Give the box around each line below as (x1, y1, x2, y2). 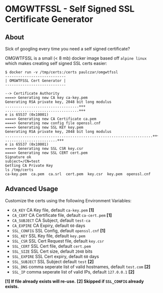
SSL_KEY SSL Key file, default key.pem (12, 233, 86, 239)
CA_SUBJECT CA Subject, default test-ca (12, 217, 91, 223)
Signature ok (5, 155, 32, 160)
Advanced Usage (5, 185, 58, 193)
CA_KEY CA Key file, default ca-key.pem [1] (12, 207, 94, 213)
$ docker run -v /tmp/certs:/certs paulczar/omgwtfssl (5, 70, 118, 75)
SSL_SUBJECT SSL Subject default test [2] (12, 259, 94, 264)
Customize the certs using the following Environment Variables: (5, 197, 132, 203)
